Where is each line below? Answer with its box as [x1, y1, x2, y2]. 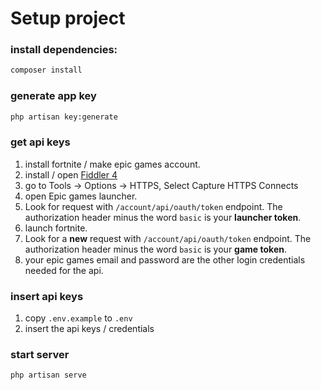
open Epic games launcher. [24, 190, 138, 202]
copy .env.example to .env [24, 312, 133, 324]
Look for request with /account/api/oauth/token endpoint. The [24, 200, 283, 212]
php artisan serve [10, 370, 87, 381]
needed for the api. [24, 264, 104, 276]
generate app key [10, 89, 97, 103]
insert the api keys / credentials [24, 323, 155, 335]
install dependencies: [10, 43, 118, 57]
